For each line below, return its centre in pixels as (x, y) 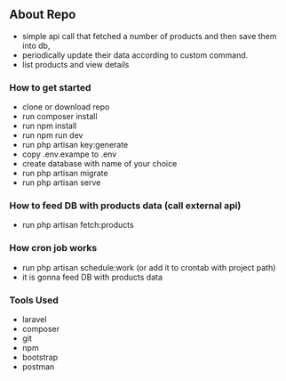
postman (38, 367)
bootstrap (40, 357)
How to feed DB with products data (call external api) (125, 206)
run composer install (60, 117)
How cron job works (53, 248)
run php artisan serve (61, 182)
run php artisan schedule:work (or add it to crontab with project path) (149, 267)
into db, (36, 45)
